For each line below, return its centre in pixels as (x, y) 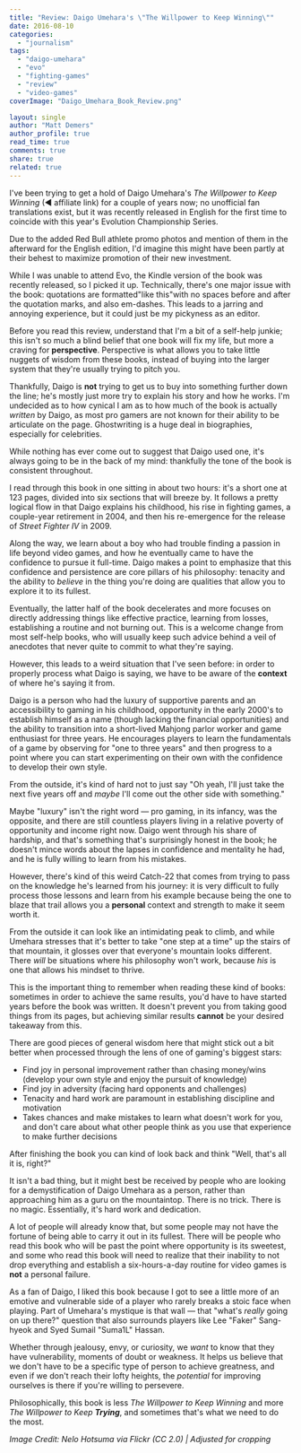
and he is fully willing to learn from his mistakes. (98, 858)
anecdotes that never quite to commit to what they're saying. (121, 646)
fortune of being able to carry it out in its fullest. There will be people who (145, 1236)
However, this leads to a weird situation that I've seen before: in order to (142, 664)
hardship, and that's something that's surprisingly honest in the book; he (143, 840)
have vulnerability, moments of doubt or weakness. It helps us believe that (146, 1356)
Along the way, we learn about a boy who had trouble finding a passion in (145, 543)
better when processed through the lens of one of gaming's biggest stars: (146, 1052)
